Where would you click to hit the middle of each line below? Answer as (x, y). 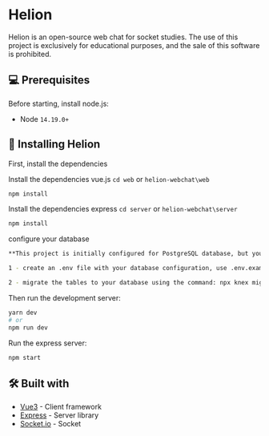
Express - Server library (59, 415)
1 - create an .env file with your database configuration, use (118, 268)
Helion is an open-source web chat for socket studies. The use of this (123, 37)
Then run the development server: (65, 297)
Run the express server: (48, 343)
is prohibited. (30, 54)
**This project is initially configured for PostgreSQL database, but (128, 254)
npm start (25, 357)
